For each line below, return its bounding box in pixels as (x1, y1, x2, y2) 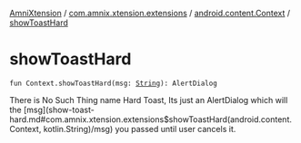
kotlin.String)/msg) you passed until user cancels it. (43, 123, 236, 134)
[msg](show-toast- (23, 104, 95, 115)
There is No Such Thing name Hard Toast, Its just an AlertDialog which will (9, 94, 288, 105)
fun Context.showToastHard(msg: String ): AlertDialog (9, 79, 218, 88)
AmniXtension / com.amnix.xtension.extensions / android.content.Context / (9, 8, 291, 18)
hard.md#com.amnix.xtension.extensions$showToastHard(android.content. (9, 113, 293, 125)
